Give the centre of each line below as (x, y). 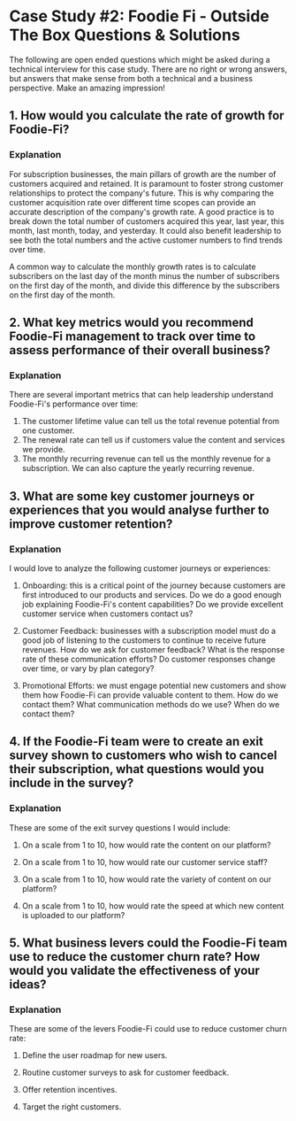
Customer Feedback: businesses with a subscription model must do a (149, 631)
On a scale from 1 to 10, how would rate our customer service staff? (144, 862)
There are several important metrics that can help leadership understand (141, 395)
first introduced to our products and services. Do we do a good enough (152, 595)
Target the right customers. (72, 1107)
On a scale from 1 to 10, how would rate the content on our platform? (146, 845)
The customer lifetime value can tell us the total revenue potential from (151, 421)
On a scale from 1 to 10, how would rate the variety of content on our (147, 879)
